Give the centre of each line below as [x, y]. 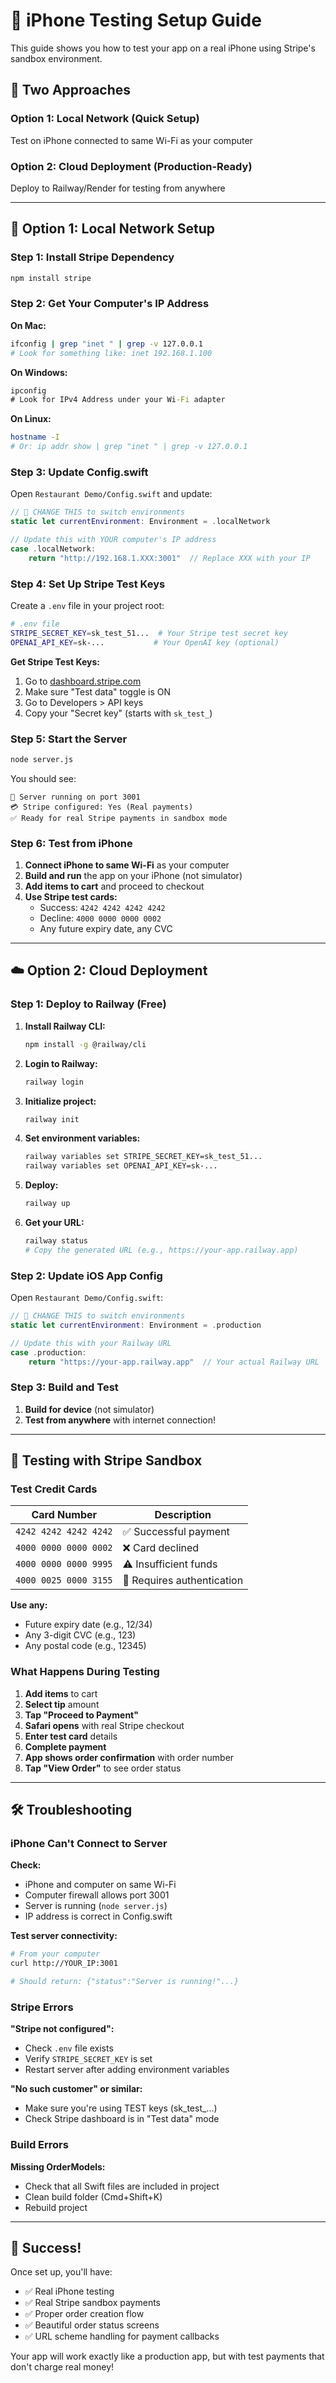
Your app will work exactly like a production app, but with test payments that [167, 2356]
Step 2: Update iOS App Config [86, 1276]
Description [183, 1515]
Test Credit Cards [54, 1489]
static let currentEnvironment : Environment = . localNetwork [140, 522]
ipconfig [28, 390]
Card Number [64, 1515]
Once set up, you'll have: [61, 2272]
